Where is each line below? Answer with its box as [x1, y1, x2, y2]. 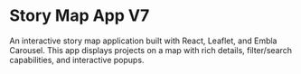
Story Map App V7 [9, 5, 150, 26]
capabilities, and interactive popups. [9, 54, 145, 65]
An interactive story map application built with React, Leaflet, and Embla [9, 35, 277, 46]
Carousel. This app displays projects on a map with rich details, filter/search [9, 44, 292, 55]
